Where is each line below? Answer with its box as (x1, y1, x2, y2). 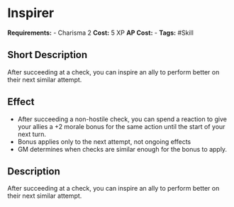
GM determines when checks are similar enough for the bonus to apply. (17, 145, 228, 153)
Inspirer (7, 5, 55, 21)
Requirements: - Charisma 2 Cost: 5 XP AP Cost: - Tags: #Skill (7, 28, 194, 37)
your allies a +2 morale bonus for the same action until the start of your (17, 122, 225, 130)
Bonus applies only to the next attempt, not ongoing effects (17, 137, 191, 146)
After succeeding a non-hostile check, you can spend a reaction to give (17, 115, 227, 123)
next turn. (17, 130, 47, 138)
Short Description (7, 49, 88, 61)
